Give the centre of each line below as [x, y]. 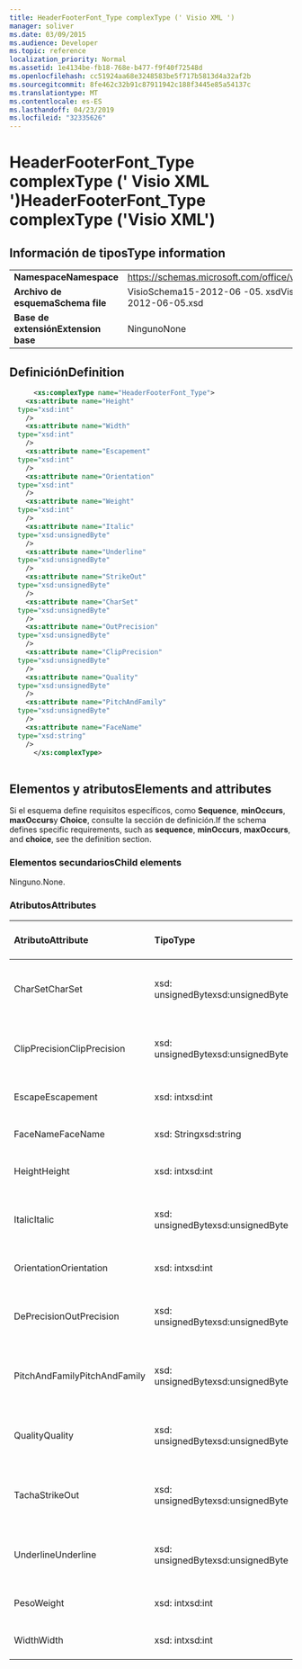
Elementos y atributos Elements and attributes [141, 789]
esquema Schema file [60, 303]
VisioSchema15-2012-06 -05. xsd [204, 292]
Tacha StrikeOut [46, 1494]
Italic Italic [34, 1219]
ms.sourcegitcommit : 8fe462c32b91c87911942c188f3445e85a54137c [130, 85]
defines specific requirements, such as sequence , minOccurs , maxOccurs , [150, 830]
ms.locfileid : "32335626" [58, 118]
